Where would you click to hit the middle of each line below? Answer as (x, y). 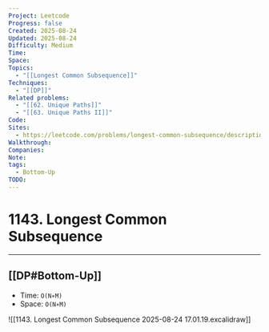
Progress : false (35, 23)
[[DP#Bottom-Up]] (55, 276)
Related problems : (39, 98)
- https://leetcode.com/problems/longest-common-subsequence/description (141, 135)
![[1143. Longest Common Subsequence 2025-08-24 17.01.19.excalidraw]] (130, 319)
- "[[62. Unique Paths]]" (59, 105)
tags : (17, 165)
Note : (17, 157)
